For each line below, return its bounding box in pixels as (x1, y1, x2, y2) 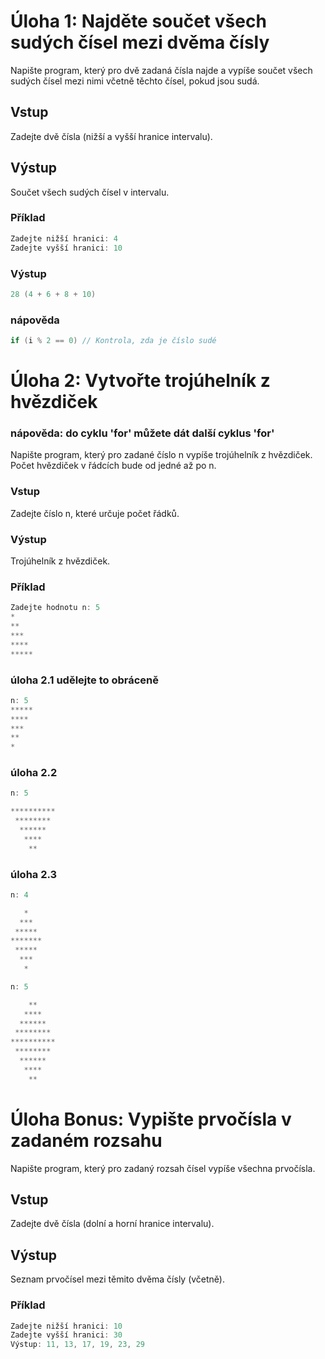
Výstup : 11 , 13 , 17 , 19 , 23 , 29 (10, 1340, 145, 1350)
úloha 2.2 (10, 766, 58, 780)
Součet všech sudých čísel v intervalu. (10, 186, 170, 198)
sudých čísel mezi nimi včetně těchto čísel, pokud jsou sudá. (10, 75, 260, 87)
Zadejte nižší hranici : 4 (10, 233, 118, 244)
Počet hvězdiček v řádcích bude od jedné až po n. (10, 460, 217, 472)
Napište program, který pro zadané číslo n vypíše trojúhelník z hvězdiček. (10, 449, 313, 461)
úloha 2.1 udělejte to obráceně (10, 673, 160, 687)
